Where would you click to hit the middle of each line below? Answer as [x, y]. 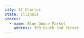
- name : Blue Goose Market [37, 23]
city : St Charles [23, 10]
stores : [13, 19]
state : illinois [22, 14]
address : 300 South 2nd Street [47, 28]
